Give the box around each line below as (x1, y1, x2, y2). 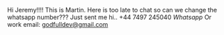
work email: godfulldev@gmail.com (7, 21, 109, 28)
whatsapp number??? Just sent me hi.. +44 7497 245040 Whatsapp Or (7, 13, 212, 21)
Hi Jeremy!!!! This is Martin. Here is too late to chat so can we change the (7, 6, 218, 14)
